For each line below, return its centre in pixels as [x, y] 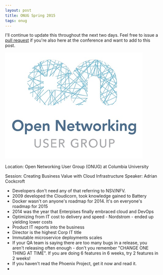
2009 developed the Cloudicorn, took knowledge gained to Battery [79, 196]
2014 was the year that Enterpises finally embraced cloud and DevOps [83, 212]
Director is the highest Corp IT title [47, 232]
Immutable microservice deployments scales [57, 238]
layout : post [18, 10]
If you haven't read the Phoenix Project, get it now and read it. [74, 264]
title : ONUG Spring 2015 [30, 15]
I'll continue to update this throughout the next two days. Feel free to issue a [82, 35]
